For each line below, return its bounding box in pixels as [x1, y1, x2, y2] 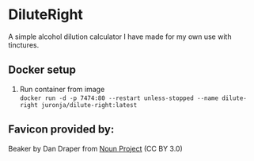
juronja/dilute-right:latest [40, 101, 138, 109]
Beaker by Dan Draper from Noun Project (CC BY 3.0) [8, 144, 184, 153]
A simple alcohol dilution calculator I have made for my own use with [8, 32, 232, 41]
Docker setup [8, 63, 77, 77]
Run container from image [19, 84, 105, 94]
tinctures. [8, 40, 40, 49]
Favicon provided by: [8, 123, 115, 136]
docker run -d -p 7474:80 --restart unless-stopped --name [19, 94, 219, 102]
